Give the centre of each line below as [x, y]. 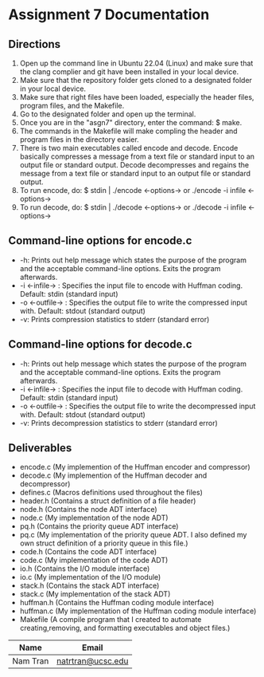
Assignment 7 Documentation [109, 15]
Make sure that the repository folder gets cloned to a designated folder [136, 80]
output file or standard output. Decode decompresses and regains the [134, 165]
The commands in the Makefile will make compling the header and [128, 131]
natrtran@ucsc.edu [93, 661]
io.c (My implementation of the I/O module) [90, 577]
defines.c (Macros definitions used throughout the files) [111, 493]
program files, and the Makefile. [72, 106]
